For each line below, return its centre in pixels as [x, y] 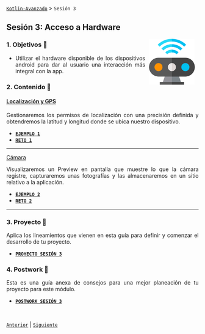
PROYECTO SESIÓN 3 [38, 254]
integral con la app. [39, 71]
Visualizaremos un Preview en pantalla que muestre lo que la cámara [103, 169]
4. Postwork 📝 [27, 269]
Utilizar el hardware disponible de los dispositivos [80, 58]
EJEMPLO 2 [28, 194]
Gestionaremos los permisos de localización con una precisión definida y [103, 115]
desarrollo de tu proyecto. [39, 242]
